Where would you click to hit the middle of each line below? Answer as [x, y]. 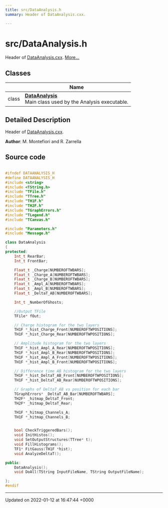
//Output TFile [30, 311]
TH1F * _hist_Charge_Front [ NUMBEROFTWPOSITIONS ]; [66, 330]
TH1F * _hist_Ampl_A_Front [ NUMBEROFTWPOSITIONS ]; [66, 357]
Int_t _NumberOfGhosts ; [39, 302]
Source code [25, 157]
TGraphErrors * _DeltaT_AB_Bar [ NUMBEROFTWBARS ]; [64, 394]
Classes [18, 73]
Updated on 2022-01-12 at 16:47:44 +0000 [49, 500]
